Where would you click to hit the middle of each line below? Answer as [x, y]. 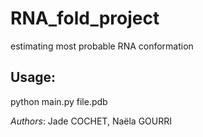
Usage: [33, 77]
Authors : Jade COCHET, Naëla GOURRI [91, 121]
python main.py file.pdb [59, 101]
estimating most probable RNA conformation [102, 46]
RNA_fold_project [85, 18]
